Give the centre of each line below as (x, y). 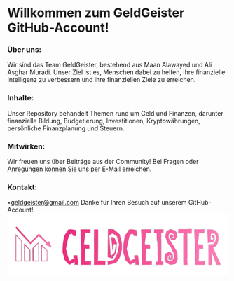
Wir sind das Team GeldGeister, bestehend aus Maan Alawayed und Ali (110, 65)
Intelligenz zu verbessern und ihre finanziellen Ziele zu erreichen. (102, 80)
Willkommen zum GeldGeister (96, 13)
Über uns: (25, 50)
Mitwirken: (26, 146)
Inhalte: (21, 98)
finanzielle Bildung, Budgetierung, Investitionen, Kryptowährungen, (104, 121)
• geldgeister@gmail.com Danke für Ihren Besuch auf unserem (97, 203)
